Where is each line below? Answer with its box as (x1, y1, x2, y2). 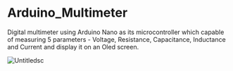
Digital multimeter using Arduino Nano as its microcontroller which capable (7, 28, 225, 36)
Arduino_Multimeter (7, 5, 128, 21)
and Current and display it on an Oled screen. (7, 42, 139, 51)
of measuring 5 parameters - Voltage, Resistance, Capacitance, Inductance (7, 35, 227, 43)
